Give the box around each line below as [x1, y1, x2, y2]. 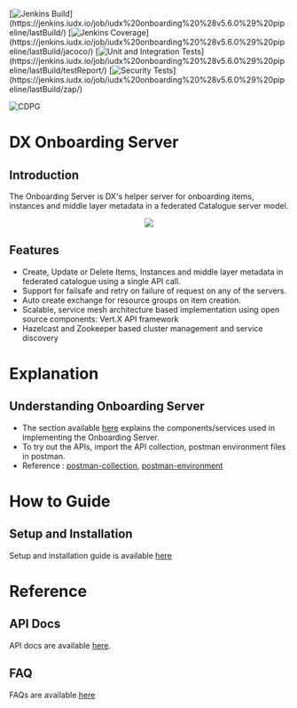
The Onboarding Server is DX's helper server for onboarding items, [9, 191, 254, 202]
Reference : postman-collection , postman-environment [21, 460, 223, 471]
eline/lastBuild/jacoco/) [9, 46, 94, 57]
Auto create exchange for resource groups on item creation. [21, 294, 242, 306]
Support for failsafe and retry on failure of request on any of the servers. [21, 285, 286, 296]
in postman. [21, 450, 66, 461]
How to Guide [9, 491, 111, 511]
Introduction [9, 167, 80, 182]
